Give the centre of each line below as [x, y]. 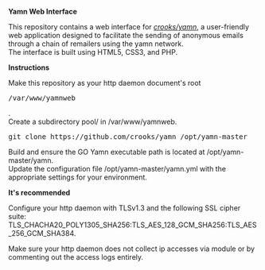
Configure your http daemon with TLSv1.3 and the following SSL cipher [125, 208]
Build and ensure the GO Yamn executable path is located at [107, 152]
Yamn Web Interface [43, 12]
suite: [17, 216]
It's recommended [39, 193]
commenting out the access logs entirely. [76, 257]
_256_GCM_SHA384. [42, 233]
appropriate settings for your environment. [78, 177]
